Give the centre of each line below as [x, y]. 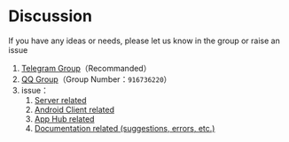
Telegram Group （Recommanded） [86, 68]
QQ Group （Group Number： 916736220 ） [96, 79]
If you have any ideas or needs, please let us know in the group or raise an [144, 41]
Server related [60, 100]
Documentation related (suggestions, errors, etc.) [125, 128]
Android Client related [74, 109]
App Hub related [64, 119]
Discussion [50, 16]
